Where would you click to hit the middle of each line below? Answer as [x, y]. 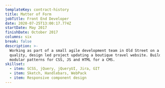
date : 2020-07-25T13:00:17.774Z [38, 23]
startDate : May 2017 [26, 28]
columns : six [18, 37]
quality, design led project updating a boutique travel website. [79, 55]
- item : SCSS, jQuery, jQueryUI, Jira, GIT [55, 69]
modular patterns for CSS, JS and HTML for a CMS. [62, 60]
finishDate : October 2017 [31, 32]
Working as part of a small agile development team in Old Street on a [84, 50]
